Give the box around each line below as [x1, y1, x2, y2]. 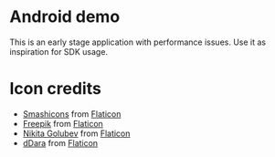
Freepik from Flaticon [22, 118, 103, 129]
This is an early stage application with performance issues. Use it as [9, 37, 267, 47]
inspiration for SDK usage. [9, 46, 108, 57]
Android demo [9, 6, 121, 27]
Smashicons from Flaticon [22, 108, 122, 120]
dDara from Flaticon [22, 137, 99, 148]
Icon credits [9, 78, 102, 99]
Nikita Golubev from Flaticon [22, 128, 131, 139]
